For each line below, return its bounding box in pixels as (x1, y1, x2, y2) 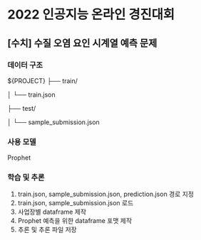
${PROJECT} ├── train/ (7, 76, 78, 85)
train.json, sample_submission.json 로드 (17, 199, 134, 207)
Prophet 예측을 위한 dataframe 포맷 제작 (17, 217, 133, 225)
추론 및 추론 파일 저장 (17, 225, 77, 234)
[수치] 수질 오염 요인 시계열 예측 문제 (7, 37, 158, 49)
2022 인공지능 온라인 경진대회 (7, 6, 175, 23)
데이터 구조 (7, 60, 43, 70)
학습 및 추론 (7, 173, 45, 182)
